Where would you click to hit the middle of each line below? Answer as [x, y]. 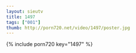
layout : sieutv [25, 11]
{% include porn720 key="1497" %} [49, 44]
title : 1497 [21, 17]
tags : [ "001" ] [24, 22]
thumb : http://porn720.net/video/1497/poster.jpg [68, 28]
